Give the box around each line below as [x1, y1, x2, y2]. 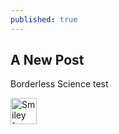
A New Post [10, 52, 85, 69]
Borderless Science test [10, 78, 109, 90]
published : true [10, 14, 78, 25]
